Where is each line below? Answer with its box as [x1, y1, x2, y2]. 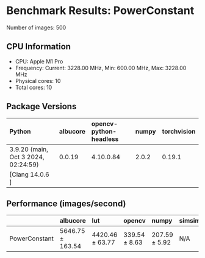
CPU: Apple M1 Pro [15, 57, 63, 65]
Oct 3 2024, [9, 152, 45, 161]
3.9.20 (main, [9, 145, 49, 153]
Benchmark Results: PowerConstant [6, 4, 195, 18]
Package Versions [6, 101, 77, 112]
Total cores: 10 [15, 84, 52, 91]
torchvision [162, 127, 196, 135]
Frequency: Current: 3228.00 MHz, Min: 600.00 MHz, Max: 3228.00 [15, 64, 187, 71]
